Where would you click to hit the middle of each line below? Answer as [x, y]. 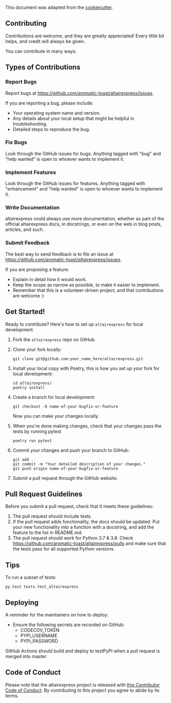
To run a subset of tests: [31, 578]
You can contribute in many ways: [41, 51]
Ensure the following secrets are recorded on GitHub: [69, 625]
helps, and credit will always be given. [45, 41]
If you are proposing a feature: [37, 269]
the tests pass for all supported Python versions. [64, 549]
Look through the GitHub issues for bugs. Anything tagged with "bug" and [83, 154]
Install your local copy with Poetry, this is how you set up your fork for [86, 368]
